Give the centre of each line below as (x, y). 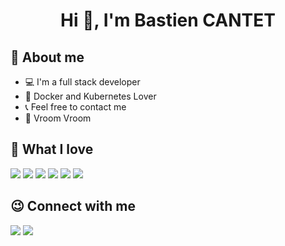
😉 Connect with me (73, 206)
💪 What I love (52, 149)
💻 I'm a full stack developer (82, 82)
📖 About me (47, 57)
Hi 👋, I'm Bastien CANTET (168, 20)
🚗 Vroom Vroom (58, 118)
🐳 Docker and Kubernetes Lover (90, 96)
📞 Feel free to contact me (75, 107)
